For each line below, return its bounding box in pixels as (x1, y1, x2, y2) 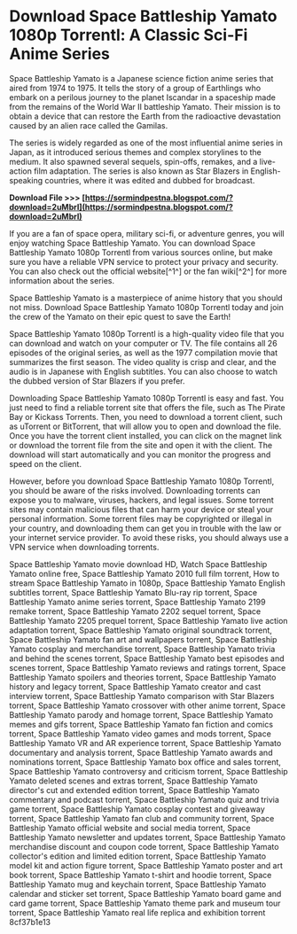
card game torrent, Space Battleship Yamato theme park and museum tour (9, 898, 281, 908)
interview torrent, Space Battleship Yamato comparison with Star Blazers (9, 690, 275, 701)
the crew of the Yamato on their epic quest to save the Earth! (9, 311, 231, 322)
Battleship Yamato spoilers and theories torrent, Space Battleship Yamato (9, 672, 277, 682)
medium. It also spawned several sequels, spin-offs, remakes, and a (9, 156, 258, 167)
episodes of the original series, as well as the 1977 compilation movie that (9, 347, 278, 358)
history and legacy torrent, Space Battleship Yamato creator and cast (9, 681, 262, 692)
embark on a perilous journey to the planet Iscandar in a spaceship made (9, 91, 277, 103)
